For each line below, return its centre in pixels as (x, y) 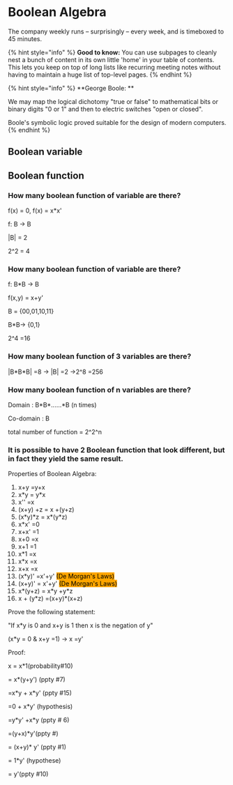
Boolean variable (45, 152)
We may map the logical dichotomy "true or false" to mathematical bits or (113, 101)
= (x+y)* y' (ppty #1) (37, 747)
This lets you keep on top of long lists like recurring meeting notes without (114, 67)
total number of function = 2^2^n (55, 432)
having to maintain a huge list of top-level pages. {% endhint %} (100, 75)
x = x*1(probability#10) (40, 666)
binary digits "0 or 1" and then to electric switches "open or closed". (105, 109)
